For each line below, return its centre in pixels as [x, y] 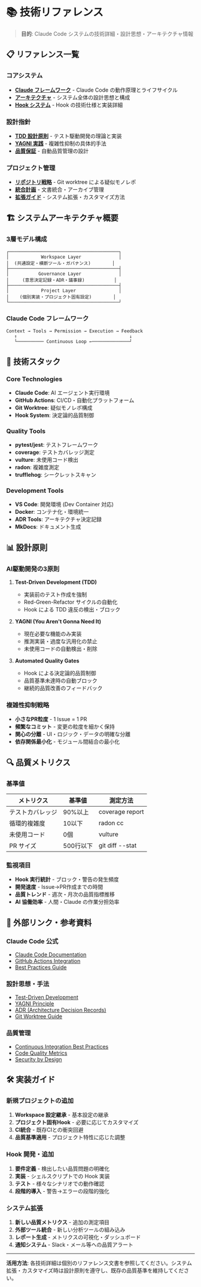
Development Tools [35, 490]
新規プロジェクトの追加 [40, 1101]
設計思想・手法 [28, 984]
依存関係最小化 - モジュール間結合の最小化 [67, 742]
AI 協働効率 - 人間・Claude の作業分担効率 [67, 902]
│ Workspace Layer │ [64, 257]
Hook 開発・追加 [30, 1155]
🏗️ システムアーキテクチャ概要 [62, 218]
